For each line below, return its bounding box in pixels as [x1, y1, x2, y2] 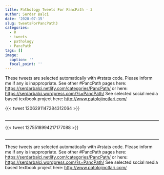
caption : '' [9, 57, 34, 62]
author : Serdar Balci [5, 12, 49, 17]
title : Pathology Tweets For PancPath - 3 [5, 7, 93, 12]
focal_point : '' [9, 62, 42, 66]
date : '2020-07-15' [5, 16, 45, 21]
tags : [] [5, 48, 23, 53]
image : [5, 52, 19, 58]
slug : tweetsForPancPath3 [5, 21, 58, 26]
